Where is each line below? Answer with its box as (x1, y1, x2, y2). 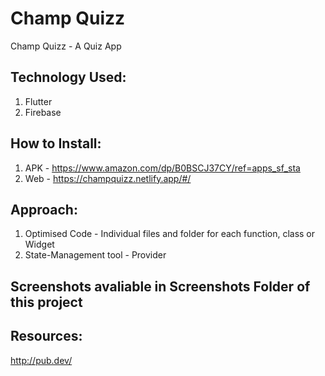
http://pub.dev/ (10, 354, 73, 366)
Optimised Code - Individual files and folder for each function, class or (24, 228, 316, 240)
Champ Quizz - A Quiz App (10, 40, 122, 52)
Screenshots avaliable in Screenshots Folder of (10, 278, 311, 295)
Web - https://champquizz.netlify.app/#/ (24, 172, 192, 184)
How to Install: (10, 135, 102, 152)
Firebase (24, 106, 62, 118)
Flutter (24, 95, 53, 107)
